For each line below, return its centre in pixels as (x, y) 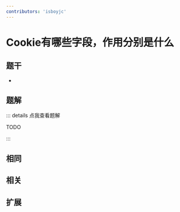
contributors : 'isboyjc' (36, 11)
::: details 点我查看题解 (33, 116)
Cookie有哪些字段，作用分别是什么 (90, 42)
